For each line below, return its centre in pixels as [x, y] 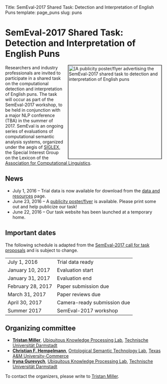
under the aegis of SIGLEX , [33, 147]
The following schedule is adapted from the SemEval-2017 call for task [78, 245]
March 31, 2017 [27, 294]
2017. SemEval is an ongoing [34, 126]
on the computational [27, 83]
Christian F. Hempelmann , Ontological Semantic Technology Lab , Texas [86, 351]
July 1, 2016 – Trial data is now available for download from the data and [86, 191]
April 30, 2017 [25, 302]
